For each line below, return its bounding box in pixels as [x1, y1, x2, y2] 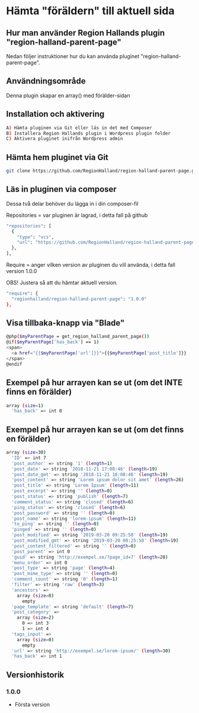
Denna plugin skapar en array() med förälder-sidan [6, 92, 130, 99]
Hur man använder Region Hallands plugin [6, 28, 165, 38]
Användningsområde [6, 76, 86, 87]
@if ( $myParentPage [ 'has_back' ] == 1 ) [6, 339, 99, 345]
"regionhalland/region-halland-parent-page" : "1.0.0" [11, 296, 147, 302]
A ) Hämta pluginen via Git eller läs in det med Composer [6, 124, 152, 131]
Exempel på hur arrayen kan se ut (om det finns [6, 424, 184, 434]
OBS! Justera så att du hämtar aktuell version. [6, 279, 118, 286]
